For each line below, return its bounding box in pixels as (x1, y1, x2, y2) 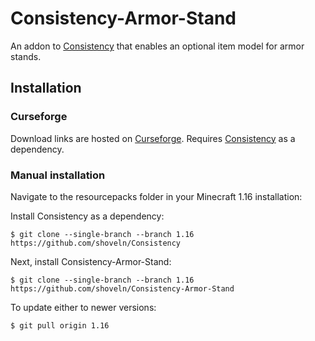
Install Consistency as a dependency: (10, 210, 165, 222)
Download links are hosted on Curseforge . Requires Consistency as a (10, 132, 296, 144)
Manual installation (10, 168, 106, 182)
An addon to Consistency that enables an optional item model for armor (10, 40, 305, 52)
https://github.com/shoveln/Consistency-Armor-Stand (10, 283, 235, 294)
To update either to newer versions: (10, 301, 157, 313)
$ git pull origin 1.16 (10, 320, 110, 331)
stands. (10, 50, 42, 62)
